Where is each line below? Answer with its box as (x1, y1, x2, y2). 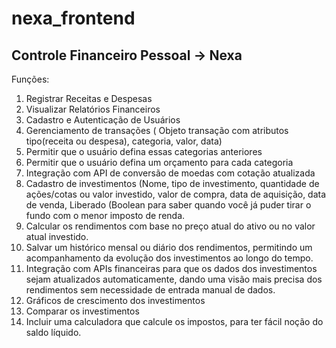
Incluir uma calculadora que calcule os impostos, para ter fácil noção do (25, 316, 324, 327)
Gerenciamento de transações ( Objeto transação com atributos (25, 125, 289, 136)
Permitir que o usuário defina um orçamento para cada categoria (25, 157, 294, 168)
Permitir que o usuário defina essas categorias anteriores (25, 146, 263, 157)
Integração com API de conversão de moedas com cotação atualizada (25, 167, 316, 179)
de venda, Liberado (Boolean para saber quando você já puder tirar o (25, 199, 312, 211)
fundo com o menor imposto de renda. (25, 210, 186, 221)
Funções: (11, 73, 50, 85)
